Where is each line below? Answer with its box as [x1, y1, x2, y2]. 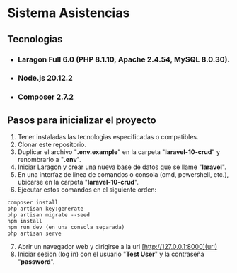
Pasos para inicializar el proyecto [7, 114, 157, 126]
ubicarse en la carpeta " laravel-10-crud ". [17, 178, 139, 187]
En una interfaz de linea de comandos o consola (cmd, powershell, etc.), [17, 170, 229, 179]
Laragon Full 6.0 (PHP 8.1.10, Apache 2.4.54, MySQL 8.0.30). [17, 54, 230, 64]
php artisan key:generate [7, 205, 83, 213]
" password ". [17, 257, 55, 266]
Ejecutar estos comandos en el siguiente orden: [17, 185, 157, 194]
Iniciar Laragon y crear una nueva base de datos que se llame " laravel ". [17, 163, 226, 171]
